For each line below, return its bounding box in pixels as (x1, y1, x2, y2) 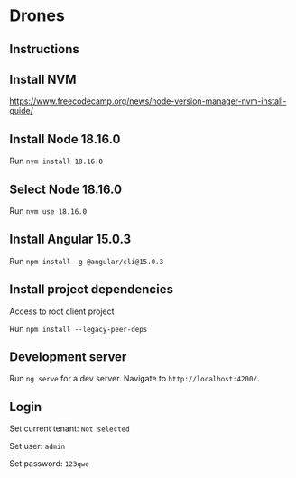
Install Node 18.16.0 (9, 132, 121, 147)
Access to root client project (9, 306, 115, 317)
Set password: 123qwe (9, 458, 90, 469)
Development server (9, 349, 127, 365)
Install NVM (9, 71, 77, 87)
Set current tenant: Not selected (9, 423, 130, 434)
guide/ (9, 106, 34, 116)
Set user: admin (9, 441, 66, 452)
